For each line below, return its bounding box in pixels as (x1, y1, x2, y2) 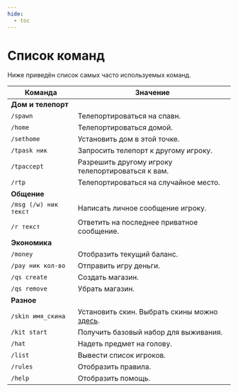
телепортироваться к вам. (77, 166, 169, 176)
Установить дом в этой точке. (77, 134, 180, 144)
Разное (11, 296, 37, 306)
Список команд (7, 47, 105, 64)
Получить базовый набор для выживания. (77, 327, 223, 337)
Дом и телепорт (11, 100, 69, 110)
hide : (7, 10, 23, 18)
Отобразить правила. (77, 362, 152, 372)
